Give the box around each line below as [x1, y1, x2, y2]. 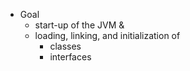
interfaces [49, 51, 92, 63]
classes [49, 40, 82, 52]
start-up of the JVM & [34, 19, 125, 31]
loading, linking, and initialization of [34, 30, 181, 41]
